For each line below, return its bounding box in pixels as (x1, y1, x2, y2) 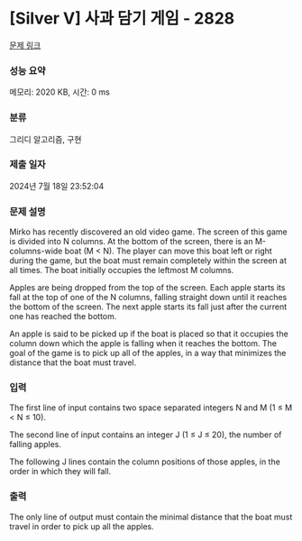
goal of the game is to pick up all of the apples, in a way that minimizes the (9, 348, 287, 359)
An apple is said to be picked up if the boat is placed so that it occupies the (9, 328, 288, 339)
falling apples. (9, 439, 61, 450)
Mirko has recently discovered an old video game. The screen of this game (9, 226, 288, 237)
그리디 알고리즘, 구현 (9, 133, 82, 144)
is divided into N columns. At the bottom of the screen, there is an (9, 236, 253, 247)
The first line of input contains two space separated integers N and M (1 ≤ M (9, 402, 293, 413)
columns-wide (9, 245, 63, 257)
